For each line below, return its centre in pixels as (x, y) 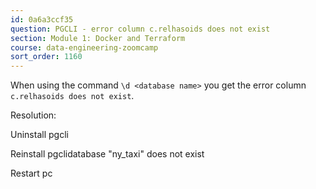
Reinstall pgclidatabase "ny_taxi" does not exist (107, 154)
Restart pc (31, 173)
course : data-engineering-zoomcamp (84, 47)
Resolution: (33, 115)
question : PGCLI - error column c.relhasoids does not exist (140, 29)
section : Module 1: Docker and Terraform (98, 38)
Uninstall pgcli (39, 135)
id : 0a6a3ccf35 (42, 19)
